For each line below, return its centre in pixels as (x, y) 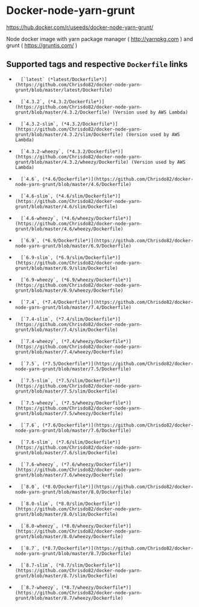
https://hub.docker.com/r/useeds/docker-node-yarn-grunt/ (80, 27)
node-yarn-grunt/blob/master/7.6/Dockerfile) (73, 430)
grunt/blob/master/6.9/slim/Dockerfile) (66, 268)
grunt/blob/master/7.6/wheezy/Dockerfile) (69, 475)
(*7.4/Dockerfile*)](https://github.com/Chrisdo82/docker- (118, 302)
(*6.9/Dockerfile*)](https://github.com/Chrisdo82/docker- (118, 240)
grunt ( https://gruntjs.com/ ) (42, 45)
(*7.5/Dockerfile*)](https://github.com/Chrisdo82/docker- (118, 364)
